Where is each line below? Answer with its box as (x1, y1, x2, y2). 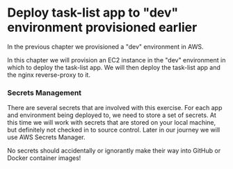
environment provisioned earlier (7, 19, 198, 35)
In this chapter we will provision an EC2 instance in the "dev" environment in (7, 55, 226, 64)
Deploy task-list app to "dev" (7, 5, 179, 21)
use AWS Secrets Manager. (7, 133, 86, 141)
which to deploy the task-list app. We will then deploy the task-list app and (7, 63, 221, 71)
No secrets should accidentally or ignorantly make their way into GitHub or (7, 147, 221, 155)
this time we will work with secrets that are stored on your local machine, (7, 118, 216, 127)
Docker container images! (7, 154, 81, 162)
